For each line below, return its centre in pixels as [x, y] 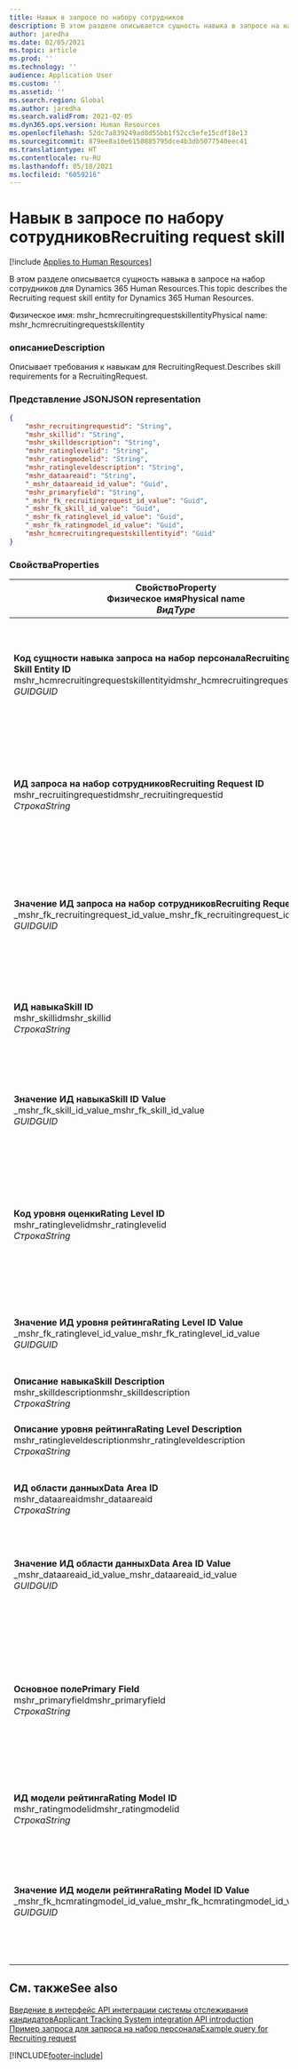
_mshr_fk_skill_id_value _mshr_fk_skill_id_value [110, 1110]
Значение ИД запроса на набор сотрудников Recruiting [137, 904]
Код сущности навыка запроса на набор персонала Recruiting [152, 659]
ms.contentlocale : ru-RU [55, 158]
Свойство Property [176, 587]
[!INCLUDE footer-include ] [56, 2055]
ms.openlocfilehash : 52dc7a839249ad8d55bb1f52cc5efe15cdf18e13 [129, 133]
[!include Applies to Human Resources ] [81, 262]
